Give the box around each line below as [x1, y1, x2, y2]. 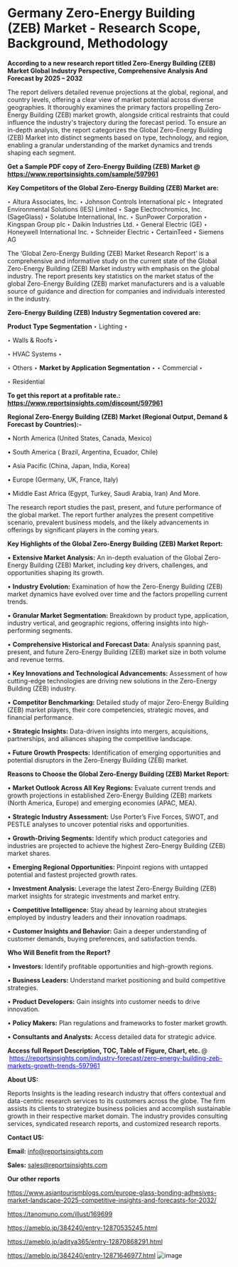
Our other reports [7, 1174, 60, 1183]
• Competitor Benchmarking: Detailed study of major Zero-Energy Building [7, 698, 229, 706]
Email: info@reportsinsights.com [7, 1147, 104, 1155]
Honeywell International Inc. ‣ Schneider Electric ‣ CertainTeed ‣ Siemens [7, 227, 225, 236]
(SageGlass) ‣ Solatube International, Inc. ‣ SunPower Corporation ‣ [7, 212, 207, 221]
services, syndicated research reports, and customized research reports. [7, 1119, 222, 1127]
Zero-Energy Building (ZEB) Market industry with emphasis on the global [7, 264, 220, 272]
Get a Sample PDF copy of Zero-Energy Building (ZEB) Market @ [7, 162, 200, 170]
